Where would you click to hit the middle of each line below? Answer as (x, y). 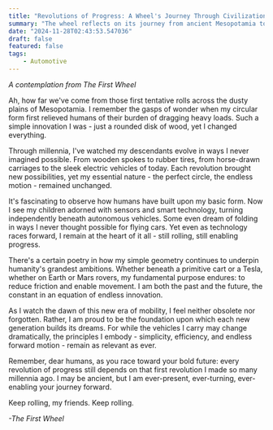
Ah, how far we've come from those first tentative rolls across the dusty (128, 100)
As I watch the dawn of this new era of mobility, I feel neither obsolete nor (132, 310)
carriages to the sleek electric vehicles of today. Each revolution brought (130, 168)
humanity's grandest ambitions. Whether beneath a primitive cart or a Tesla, (136, 269)
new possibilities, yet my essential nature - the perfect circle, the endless (131, 177)
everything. (28, 134)
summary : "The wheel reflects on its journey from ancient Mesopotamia (132, 24)
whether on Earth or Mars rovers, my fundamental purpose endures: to (127, 277)
